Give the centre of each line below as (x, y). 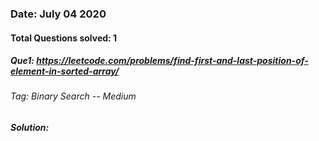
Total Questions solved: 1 (64, 38)
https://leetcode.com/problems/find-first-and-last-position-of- (172, 61)
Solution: (30, 128)
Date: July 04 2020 (58, 14)
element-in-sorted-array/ (65, 71)
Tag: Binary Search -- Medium (73, 96)
